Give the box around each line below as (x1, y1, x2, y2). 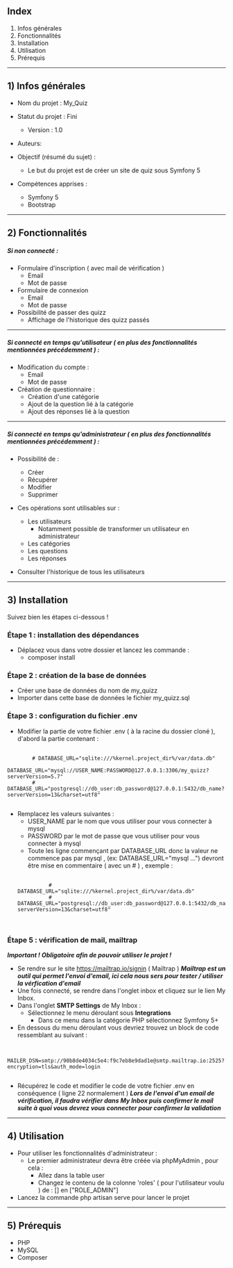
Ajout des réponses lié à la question (27, 407, 130, 416)
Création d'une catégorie (27, 392, 99, 400)
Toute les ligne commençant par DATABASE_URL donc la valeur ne (27, 846, 218, 854)
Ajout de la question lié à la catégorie (27, 400, 134, 408)
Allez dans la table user (37, 1171, 105, 1179)
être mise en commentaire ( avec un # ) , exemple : (27, 861, 173, 870)
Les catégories (27, 539, 71, 548)
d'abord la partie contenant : (17, 734, 99, 742)
